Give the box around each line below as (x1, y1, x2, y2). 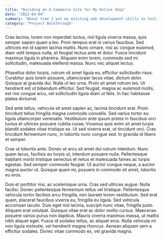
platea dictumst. (5, 96, 38, 102)
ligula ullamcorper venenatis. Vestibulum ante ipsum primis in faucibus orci (5, 116, 156, 121)
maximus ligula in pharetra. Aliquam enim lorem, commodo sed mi (5, 55, 138, 61)
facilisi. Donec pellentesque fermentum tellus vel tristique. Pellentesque (5, 187, 149, 192)
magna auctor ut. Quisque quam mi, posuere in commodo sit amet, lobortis (5, 167, 156, 173)
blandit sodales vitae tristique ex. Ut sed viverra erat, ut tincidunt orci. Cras (5, 126, 156, 132)
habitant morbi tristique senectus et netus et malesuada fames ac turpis (5, 156, 150, 162)
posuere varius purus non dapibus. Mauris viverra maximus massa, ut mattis (5, 213, 159, 218)
